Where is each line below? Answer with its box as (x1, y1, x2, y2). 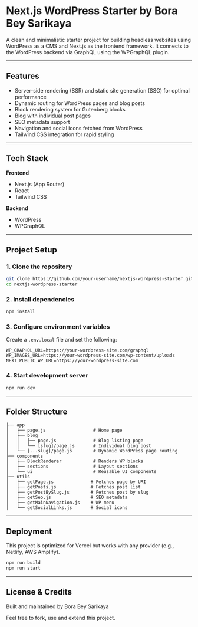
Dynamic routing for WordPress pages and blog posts (14, 99, 146, 107)
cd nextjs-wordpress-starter (6, 281, 78, 287)
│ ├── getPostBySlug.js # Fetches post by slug (6, 490, 149, 495)
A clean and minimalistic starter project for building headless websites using (6, 36, 192, 43)
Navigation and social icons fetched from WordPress (14, 124, 143, 132)
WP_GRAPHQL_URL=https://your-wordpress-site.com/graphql (6, 347, 149, 353)
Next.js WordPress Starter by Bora (6, 4, 178, 18)
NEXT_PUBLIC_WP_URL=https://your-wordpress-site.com (6, 358, 138, 364)
